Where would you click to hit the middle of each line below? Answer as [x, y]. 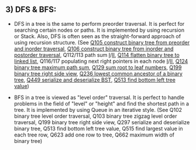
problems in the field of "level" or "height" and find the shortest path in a [102, 103]
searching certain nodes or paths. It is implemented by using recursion [99, 30]
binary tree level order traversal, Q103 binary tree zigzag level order [95, 116]
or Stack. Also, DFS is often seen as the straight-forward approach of [97, 36]
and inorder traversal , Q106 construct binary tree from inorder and [94, 49]
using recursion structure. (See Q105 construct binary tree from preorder [102, 42]
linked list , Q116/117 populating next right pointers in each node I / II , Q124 [101, 61]
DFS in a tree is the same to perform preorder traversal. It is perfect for [99, 23]
